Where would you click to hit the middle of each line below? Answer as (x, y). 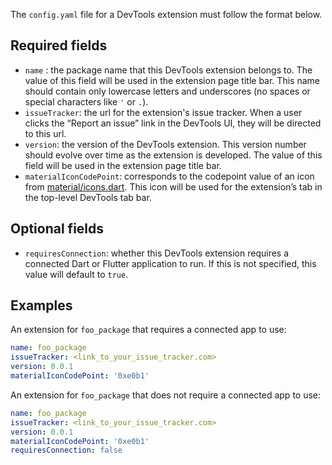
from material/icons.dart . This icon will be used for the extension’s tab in (173, 186)
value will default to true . (76, 274)
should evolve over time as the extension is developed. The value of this (173, 155)
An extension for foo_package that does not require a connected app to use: (166, 395)
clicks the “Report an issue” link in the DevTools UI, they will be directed (173, 123)
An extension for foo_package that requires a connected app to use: (148, 330)
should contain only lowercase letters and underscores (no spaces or (167, 91)
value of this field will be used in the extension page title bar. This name (172, 80)
